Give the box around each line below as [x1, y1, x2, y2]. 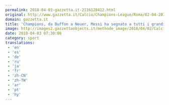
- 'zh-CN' [7, 73, 28, 78]
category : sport [5, 36, 39, 41]
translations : [5, 40, 35, 45]
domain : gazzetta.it [5, 17, 49, 22]
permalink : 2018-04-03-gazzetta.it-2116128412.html [5, 7, 116, 13]
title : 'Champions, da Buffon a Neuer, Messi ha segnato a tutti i [5, 21, 150, 27]
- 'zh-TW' [7, 78, 28, 83]
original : [5, 12, 26, 17]
